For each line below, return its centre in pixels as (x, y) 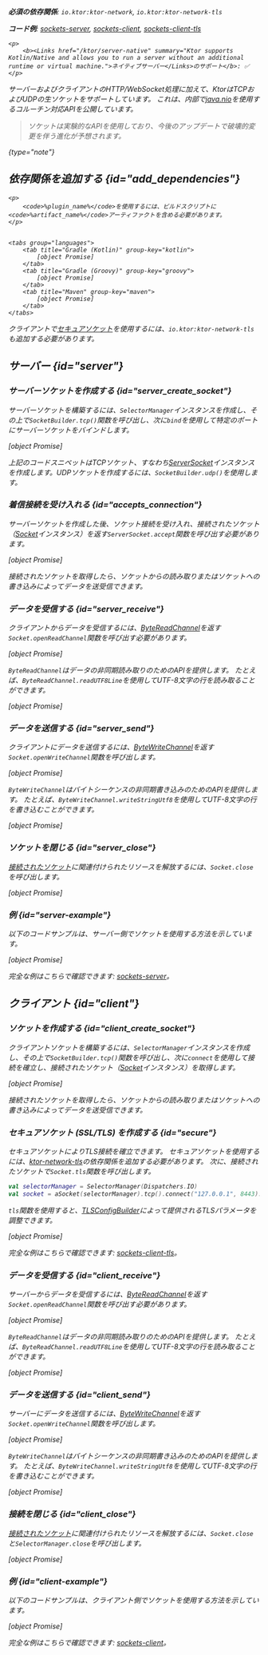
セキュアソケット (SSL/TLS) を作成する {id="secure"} (112, 1133)
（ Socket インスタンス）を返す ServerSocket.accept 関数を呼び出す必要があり (134, 534)
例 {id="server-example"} (60, 915)
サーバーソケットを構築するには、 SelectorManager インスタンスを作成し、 (129, 410)
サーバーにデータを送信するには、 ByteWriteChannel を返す (104, 1414)
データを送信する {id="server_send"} (81, 728)
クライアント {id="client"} (74, 1004)
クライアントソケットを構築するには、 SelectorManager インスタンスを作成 (129, 1047)
